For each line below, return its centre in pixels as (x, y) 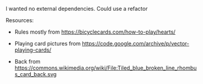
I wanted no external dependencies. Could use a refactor (77, 9)
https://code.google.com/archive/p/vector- (136, 43)
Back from (27, 61)
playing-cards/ (33, 50)
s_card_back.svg (35, 74)
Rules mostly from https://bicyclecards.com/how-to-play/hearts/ (95, 32)
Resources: (20, 20)
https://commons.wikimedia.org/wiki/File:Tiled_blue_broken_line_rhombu (106, 68)
